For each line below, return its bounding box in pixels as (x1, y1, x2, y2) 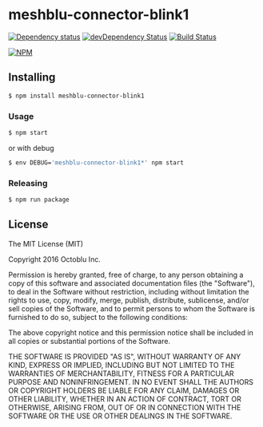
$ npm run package (8, 196, 70, 204)
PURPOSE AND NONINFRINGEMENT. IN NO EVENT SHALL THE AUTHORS (8, 377, 254, 386)
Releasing (8, 177, 48, 188)
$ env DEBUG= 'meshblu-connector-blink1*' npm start (8, 158, 184, 167)
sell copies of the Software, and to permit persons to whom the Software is (8, 303, 256, 313)
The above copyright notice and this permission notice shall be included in (8, 327, 253, 337)
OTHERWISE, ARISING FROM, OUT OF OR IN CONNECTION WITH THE (8, 402, 241, 412)
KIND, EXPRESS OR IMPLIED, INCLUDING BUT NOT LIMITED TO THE (8, 360, 235, 370)
